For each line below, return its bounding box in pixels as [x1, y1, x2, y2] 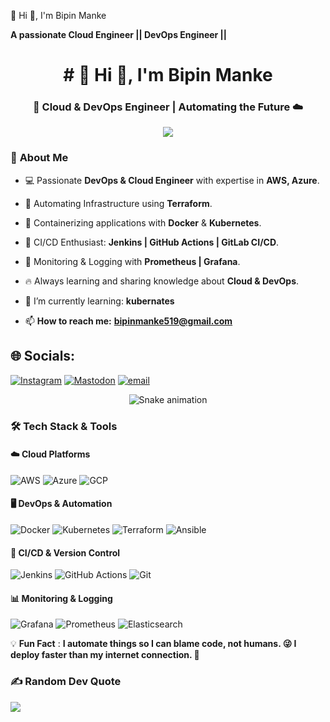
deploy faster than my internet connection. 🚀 [10, 649, 200, 661]
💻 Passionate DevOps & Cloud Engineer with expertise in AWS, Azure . [24, 174, 320, 186]
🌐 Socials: [10, 348, 76, 365]
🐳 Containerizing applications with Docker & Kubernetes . [24, 216, 262, 229]
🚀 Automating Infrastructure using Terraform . [24, 197, 213, 209]
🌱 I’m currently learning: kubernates [24, 295, 175, 307]
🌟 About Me [10, 151, 69, 165]
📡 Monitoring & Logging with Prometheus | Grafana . [24, 255, 241, 267]
